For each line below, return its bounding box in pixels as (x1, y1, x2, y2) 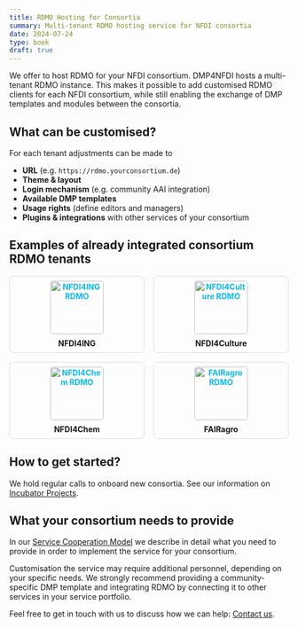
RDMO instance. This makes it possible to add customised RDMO (34, 80, 273, 90)
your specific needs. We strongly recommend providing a (9, 573, 219, 584)
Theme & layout (21, 174, 82, 184)
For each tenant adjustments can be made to (9, 147, 173, 158)
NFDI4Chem (53, 423, 100, 435)
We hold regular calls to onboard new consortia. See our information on (9, 478, 271, 489)
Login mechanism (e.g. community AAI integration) (21, 184, 211, 194)
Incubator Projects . (9, 487, 79, 498)
